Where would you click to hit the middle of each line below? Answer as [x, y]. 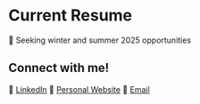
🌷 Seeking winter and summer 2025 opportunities [100, 40]
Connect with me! [59, 68]
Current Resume [71, 16]
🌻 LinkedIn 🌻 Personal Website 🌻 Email [79, 89]
